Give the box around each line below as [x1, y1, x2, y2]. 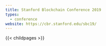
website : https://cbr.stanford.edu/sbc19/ [5, 21, 97, 26]
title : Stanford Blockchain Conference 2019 [5, 7, 101, 12]
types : [5, 12, 19, 17]
